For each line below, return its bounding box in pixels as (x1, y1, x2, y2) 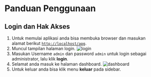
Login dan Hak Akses (4, 22, 70, 31)
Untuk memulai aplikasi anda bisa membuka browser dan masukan (11, 35, 146, 41)
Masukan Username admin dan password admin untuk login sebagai (11, 51, 147, 57)
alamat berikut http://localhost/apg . (11, 40, 87, 46)
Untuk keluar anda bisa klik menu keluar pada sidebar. (11, 66, 121, 72)
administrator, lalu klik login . (11, 56, 69, 61)
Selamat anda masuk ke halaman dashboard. (11, 61, 102, 67)
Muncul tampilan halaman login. (11, 46, 76, 51)
